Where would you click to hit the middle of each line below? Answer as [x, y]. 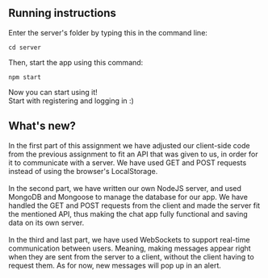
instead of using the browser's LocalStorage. [83, 171]
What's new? [42, 126]
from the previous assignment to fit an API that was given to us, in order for [133, 154]
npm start [25, 77]
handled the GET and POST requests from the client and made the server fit [134, 205]
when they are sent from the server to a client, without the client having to [131, 256]
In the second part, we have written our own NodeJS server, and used [125, 188]
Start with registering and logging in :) [71, 101]
